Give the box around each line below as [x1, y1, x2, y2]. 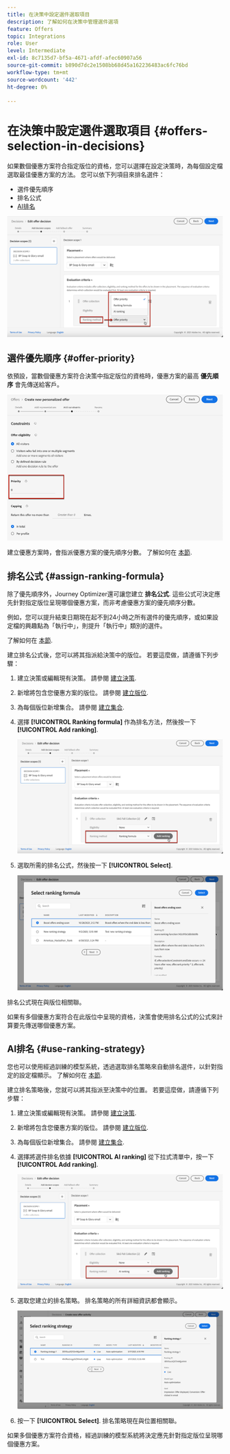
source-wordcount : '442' [7, 76, 78, 83]
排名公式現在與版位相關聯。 [7, 998, 86, 1006]
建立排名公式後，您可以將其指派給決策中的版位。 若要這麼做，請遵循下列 [7, 651, 213, 659]
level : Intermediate [7, 47, 66, 54]
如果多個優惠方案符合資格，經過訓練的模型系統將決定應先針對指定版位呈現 [7, 1431, 217, 1439]
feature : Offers [7, 25, 53, 32]
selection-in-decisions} [7, 138, 145, 154]
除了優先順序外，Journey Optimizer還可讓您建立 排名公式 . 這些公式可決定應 [7, 590, 220, 598]
